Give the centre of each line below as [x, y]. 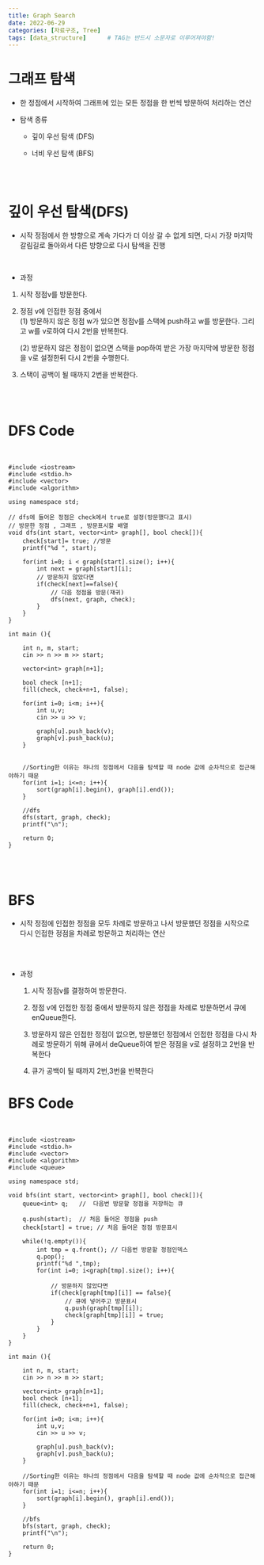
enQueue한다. [54, 1017]
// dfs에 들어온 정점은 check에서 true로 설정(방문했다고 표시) [100, 517]
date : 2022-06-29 [37, 23]
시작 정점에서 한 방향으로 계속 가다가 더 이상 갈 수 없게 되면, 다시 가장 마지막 [136, 235]
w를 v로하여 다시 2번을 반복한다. [78, 331]
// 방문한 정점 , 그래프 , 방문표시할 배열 [68, 526]
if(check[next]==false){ [77, 584]
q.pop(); [51, 1257]
